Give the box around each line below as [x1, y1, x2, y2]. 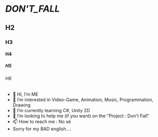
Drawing [12, 102, 31, 108]
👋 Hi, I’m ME [12, 91, 39, 97]
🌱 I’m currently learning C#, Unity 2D [12, 107, 90, 113]
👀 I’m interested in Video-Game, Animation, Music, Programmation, [12, 96, 154, 102]
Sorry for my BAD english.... [12, 125, 71, 132]
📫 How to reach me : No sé [12, 118, 71, 124]
